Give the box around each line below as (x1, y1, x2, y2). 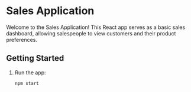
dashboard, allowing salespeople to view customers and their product (6, 29, 176, 37)
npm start (14, 80, 40, 86)
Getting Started (6, 53, 64, 63)
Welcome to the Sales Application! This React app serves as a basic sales (6, 24, 186, 31)
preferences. (6, 36, 37, 43)
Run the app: (14, 69, 46, 76)
